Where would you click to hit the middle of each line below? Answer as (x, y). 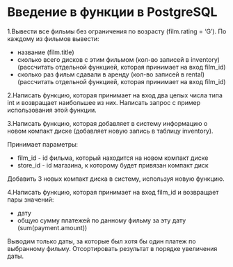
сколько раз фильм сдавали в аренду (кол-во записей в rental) (111, 74)
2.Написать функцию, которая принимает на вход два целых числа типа (115, 95)
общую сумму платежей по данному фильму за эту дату (102, 220)
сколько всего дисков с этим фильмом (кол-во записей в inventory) (119, 59)
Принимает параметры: (43, 144)
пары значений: (31, 200)
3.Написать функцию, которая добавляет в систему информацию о (107, 123)
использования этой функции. (52, 110)
